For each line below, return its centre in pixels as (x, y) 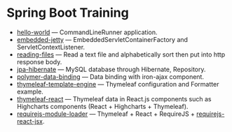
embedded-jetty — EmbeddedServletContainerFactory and (102, 39)
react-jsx (30, 121)
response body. (39, 61)
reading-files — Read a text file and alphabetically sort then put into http (121, 54)
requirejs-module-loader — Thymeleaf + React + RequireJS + (106, 114)
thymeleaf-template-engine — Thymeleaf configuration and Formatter (118, 84)
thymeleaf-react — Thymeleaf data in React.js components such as (114, 98)
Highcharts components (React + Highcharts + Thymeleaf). (102, 106)
